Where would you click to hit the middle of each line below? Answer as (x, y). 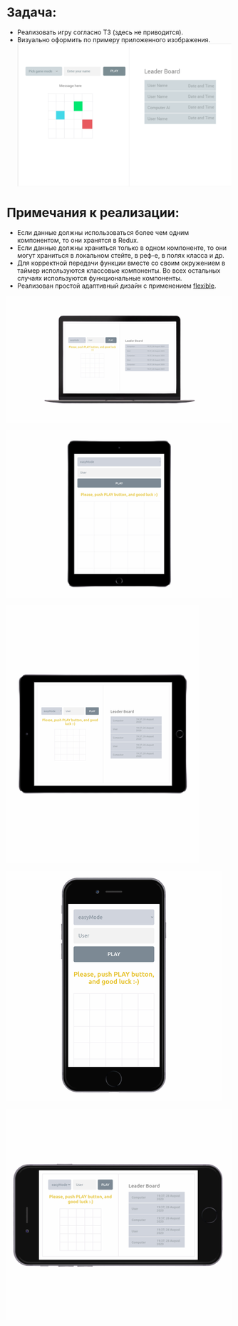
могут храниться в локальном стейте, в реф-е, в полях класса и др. (121, 256)
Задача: (32, 12)
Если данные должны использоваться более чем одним (103, 233)
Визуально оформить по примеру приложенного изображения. (114, 39)
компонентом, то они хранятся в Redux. (78, 241)
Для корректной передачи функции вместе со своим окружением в (121, 263)
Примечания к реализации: (93, 213)
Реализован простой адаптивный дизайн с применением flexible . (117, 286)
